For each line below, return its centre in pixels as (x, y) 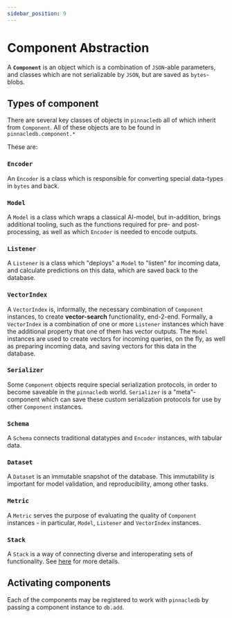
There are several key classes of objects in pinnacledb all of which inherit (111, 120)
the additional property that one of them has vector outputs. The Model (108, 331)
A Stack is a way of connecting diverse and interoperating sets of (100, 554)
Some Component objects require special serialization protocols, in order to (112, 385)
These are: (23, 147)
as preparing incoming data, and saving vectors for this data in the (102, 346)
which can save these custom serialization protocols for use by (131, 399)
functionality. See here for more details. (63, 561)
